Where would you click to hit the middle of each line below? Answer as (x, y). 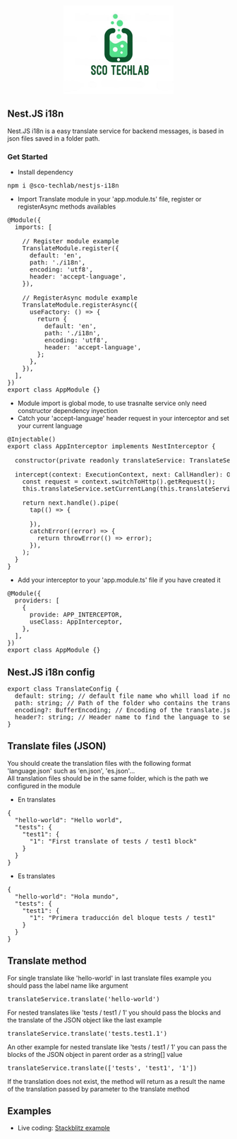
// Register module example (71, 241)
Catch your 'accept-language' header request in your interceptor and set (123, 419)
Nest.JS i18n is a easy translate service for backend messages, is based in (116, 131)
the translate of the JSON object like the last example (85, 1020)
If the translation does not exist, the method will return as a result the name (116, 1081)
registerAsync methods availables (67, 206)
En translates (37, 799)
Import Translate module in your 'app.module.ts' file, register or (110, 199)
